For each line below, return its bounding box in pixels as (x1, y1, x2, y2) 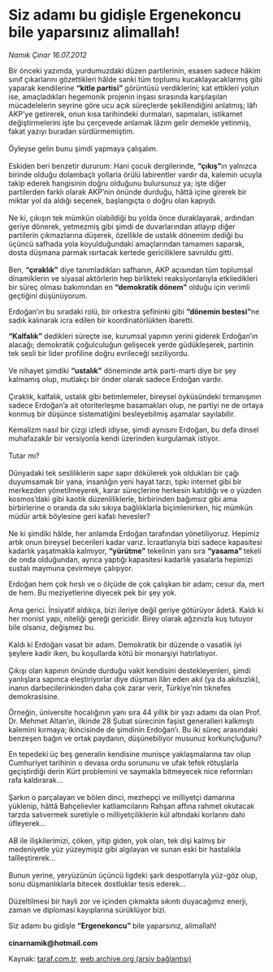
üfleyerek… (8, 818, 46, 828)
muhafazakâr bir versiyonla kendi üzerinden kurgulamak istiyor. (8, 433, 220, 443)
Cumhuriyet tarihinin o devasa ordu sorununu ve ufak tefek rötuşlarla (8, 758, 239, 767)
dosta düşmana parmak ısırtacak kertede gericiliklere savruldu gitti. (8, 247, 234, 257)
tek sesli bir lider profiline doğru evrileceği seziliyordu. (8, 348, 189, 358)
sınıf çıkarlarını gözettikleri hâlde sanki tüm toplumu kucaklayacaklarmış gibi (8, 74, 262, 84)
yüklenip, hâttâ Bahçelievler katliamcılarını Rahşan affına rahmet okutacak (8, 801, 255, 811)
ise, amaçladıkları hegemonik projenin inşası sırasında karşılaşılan (8, 91, 227, 101)
